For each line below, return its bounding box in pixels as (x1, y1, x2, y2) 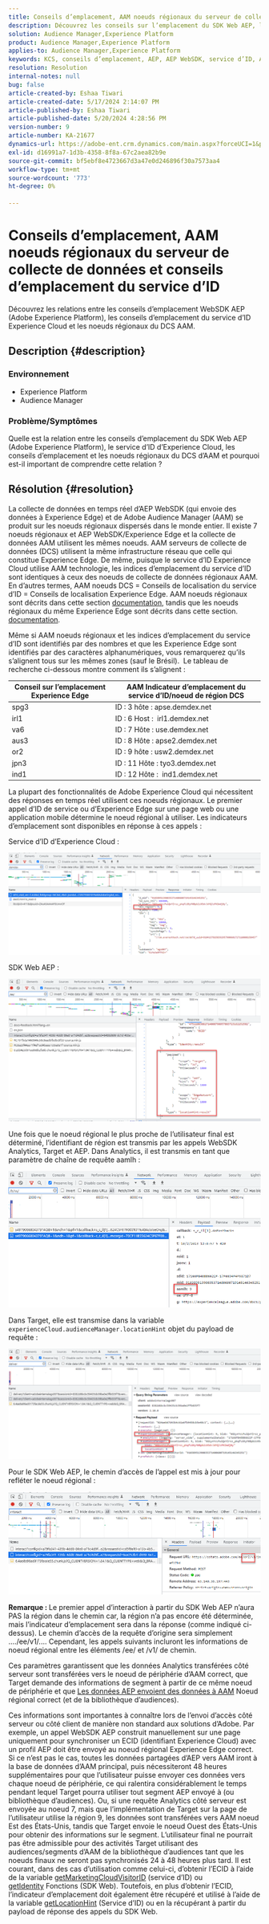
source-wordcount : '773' (8, 173, 91, 182)
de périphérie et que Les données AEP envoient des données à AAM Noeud (8, 1686, 259, 1696)
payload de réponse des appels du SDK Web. (8, 1907, 159, 1917)
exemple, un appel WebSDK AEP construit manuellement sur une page (8, 1727, 241, 1738)
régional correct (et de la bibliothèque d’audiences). (8, 1695, 179, 1705)
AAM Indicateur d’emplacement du (126, 683, 247, 692)
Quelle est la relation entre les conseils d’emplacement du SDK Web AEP (8, 434, 247, 443)
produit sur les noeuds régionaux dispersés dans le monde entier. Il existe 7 (8, 520, 258, 530)
